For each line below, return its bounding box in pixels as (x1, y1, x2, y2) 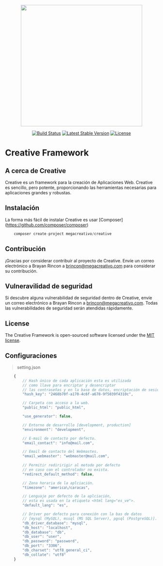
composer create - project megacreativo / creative (14, 231, 112, 236)
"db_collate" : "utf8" (22, 552, 66, 557)
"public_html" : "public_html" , (22, 405, 86, 410)
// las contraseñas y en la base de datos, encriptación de (22, 387, 147, 392)
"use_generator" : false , (22, 414, 73, 419)
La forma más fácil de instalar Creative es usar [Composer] (5, 217, 123, 223)
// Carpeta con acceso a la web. (22, 401, 90, 406)
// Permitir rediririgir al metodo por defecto (22, 463, 120, 468)
